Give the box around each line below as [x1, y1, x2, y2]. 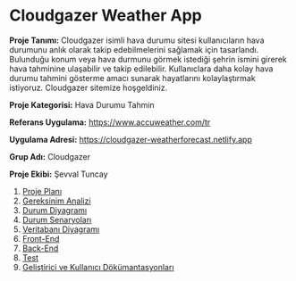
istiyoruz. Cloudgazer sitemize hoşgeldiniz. [9, 82, 168, 93]
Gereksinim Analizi [21, 195, 91, 206]
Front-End [21, 233, 60, 244]
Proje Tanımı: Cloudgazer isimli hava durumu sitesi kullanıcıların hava [9, 35, 265, 45]
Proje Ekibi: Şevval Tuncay [9, 169, 109, 179]
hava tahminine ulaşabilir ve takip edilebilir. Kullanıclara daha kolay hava [9, 63, 274, 74]
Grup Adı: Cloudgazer [9, 151, 91, 161]
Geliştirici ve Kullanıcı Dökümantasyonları [21, 261, 174, 272]
